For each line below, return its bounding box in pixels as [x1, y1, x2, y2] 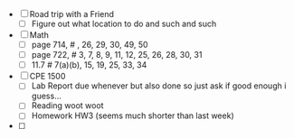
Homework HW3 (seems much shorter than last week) [31, 110, 234, 121]
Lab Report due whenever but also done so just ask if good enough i [31, 80, 287, 91]
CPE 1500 [29, 71, 66, 82]
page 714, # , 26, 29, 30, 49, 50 [31, 40, 148, 51]
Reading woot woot [31, 100, 104, 111]
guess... [31, 90, 62, 102]
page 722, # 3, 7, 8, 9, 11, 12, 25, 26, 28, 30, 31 [31, 50, 203, 60]
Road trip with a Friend [29, 9, 115, 19]
